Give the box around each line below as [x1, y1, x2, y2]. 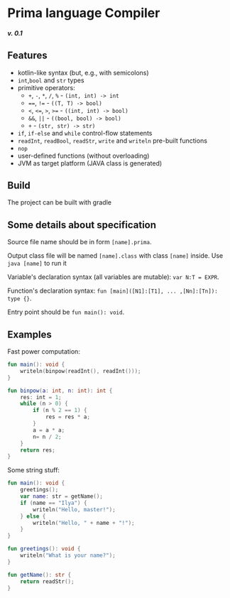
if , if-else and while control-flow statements [17, 129, 153, 137]
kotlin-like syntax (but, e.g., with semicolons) [17, 68, 149, 77]
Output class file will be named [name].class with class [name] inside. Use [7, 251, 224, 260]
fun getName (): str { [7, 571, 72, 578]
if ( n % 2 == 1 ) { [33, 407, 87, 414]
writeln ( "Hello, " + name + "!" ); [33, 519, 135, 526]
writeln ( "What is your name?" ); [20, 552, 116, 559]
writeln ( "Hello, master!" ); [33, 506, 116, 513]
